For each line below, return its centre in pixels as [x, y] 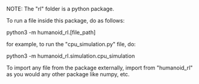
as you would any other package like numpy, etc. [68, 74]
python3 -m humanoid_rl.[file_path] [51, 32]
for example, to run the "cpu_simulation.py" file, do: [71, 44]
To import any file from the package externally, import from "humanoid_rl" [99, 68]
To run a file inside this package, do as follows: [66, 20]
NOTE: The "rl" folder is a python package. [60, 9]
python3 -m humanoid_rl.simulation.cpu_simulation [71, 56]
